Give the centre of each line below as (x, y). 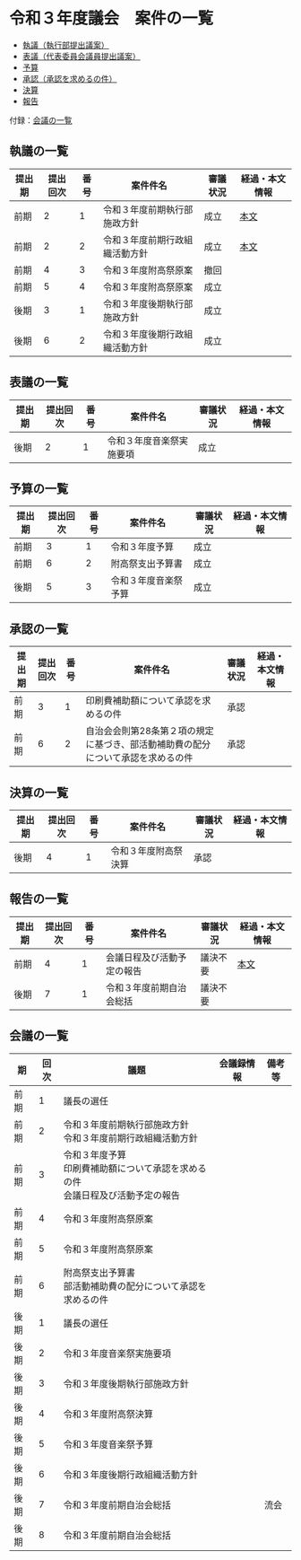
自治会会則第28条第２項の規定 (150, 731)
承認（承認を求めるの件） (69, 78)
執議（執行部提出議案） (65, 45)
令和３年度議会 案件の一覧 (112, 18)
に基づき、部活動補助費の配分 (148, 744)
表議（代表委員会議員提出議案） (81, 56)
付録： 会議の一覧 (41, 120)
